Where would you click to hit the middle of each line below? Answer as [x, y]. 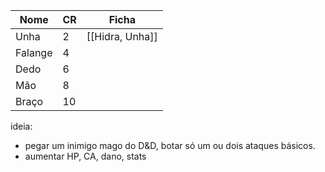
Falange [34, 52]
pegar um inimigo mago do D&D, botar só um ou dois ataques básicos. [170, 145]
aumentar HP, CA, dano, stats [85, 156]
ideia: [21, 126]
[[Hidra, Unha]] [122, 36]
